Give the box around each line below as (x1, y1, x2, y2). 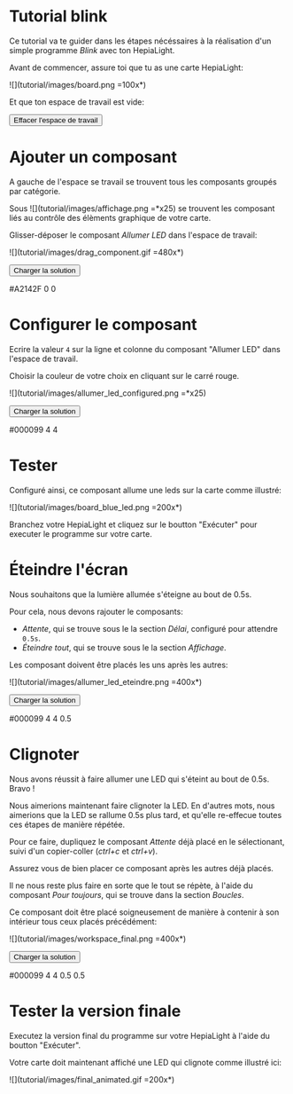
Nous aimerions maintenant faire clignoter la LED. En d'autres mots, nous (9, 800, 275, 811)
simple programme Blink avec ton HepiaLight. (9, 44, 175, 55)
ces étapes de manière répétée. (9, 819, 126, 830)
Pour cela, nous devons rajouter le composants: (9, 606, 183, 617)
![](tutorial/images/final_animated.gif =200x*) (9, 1074, 175, 1084)
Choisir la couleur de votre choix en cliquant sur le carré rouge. (9, 370, 240, 381)
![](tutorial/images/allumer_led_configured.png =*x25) (9, 388, 206, 398)
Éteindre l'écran (9, 559, 128, 579)
